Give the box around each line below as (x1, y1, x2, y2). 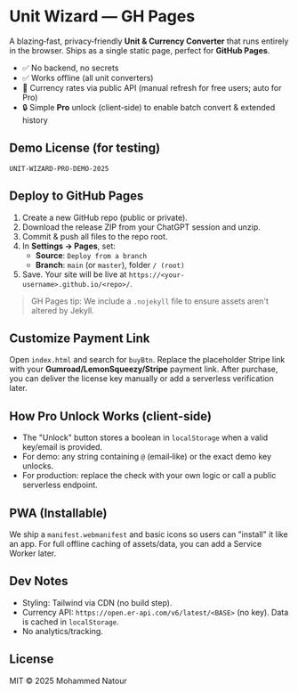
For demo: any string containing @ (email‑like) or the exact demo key (21, 452, 272, 462)
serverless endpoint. (21, 479, 98, 491)
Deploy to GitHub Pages (9, 189, 144, 204)
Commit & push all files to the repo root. (21, 231, 168, 241)
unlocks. (21, 461, 54, 471)
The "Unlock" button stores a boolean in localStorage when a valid (21, 432, 269, 443)
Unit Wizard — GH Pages (9, 6, 196, 27)
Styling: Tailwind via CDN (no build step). (21, 597, 173, 607)
